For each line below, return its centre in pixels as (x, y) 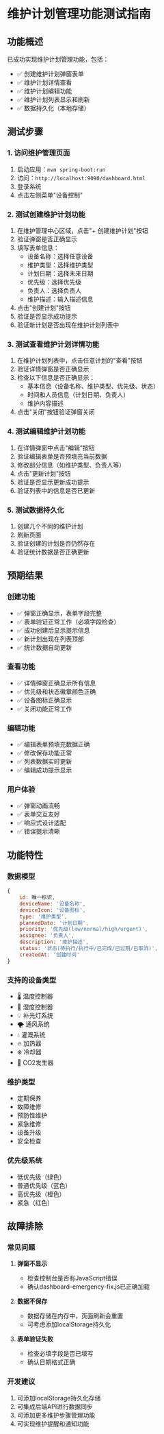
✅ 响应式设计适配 (41, 823)
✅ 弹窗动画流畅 (38, 805)
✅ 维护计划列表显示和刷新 (53, 99)
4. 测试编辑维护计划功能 (46, 431)
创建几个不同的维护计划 (50, 526)
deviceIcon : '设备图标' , (53, 910)
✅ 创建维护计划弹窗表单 (50, 74)
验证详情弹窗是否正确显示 (53, 369)
